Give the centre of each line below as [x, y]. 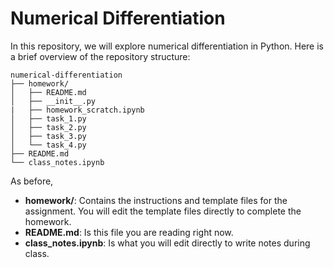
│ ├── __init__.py [53, 101]
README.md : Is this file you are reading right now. [129, 232]
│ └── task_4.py [48, 145]
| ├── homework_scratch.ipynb [77, 110]
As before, [32, 181]
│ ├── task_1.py [48, 118]
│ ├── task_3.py [48, 136]
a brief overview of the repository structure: [100, 56]
